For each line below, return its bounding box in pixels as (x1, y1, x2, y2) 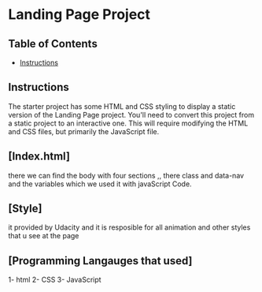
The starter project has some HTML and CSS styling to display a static (8, 101, 236, 111)
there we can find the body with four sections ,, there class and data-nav (8, 170, 245, 180)
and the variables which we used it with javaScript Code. (8, 179, 192, 189)
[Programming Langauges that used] (8, 254, 193, 268)
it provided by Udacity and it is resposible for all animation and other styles (8, 223, 251, 232)
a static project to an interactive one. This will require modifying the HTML (8, 118, 249, 128)
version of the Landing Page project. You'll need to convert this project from (8, 110, 254, 119)
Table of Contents (8, 37, 98, 51)
